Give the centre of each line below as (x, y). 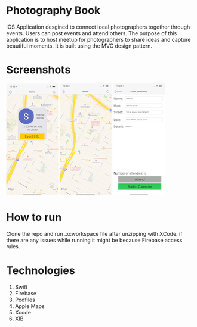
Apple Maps (30, 306)
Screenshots (39, 70)
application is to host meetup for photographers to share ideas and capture (98, 39)
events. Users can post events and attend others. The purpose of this (92, 33)
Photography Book (53, 10)
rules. (13, 246)
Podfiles (25, 300)
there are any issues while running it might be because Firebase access (94, 240)
